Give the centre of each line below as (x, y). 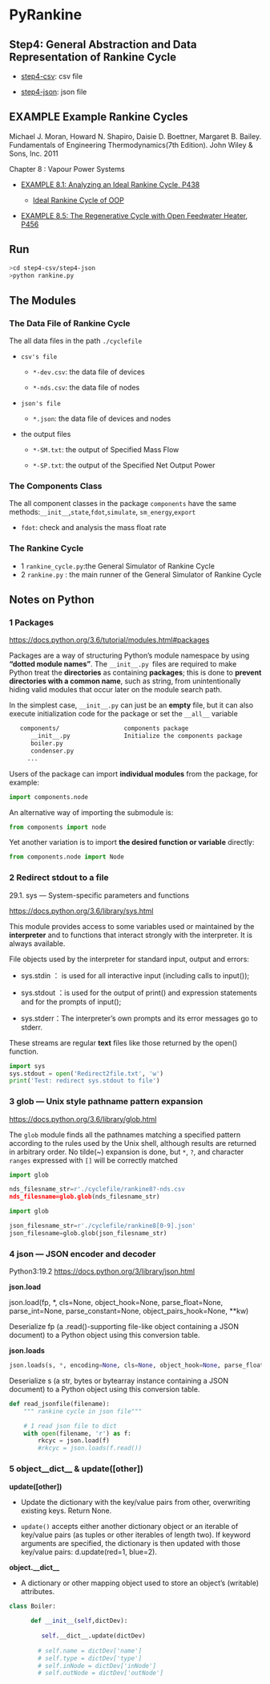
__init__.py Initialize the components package (136, 736)
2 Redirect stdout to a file (59, 878)
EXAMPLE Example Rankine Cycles (99, 117)
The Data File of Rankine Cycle (70, 323)
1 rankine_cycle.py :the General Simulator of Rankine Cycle (118, 566)
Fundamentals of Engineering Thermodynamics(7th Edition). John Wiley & (131, 145)
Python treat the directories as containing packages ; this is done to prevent (135, 673)
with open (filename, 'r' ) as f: (77, 1433)
